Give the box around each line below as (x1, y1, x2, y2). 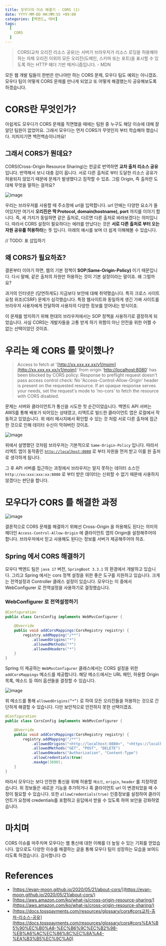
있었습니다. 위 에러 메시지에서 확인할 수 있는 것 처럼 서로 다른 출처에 (18, 416, 149, 422)
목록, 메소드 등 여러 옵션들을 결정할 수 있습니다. (5, 678, 96, 684)
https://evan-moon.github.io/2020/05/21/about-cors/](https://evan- (14, 886, 152, 892)
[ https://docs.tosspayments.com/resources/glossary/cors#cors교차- (12, 908, 152, 914)
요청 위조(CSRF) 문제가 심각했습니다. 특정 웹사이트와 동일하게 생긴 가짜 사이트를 (5, 296, 160, 302)
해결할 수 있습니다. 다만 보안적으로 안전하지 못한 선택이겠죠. (18, 704, 133, 710)
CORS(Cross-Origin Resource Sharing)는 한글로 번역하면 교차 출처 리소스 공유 (5, 163, 159, 169)
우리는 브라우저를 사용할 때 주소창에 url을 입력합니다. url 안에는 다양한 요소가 (5, 202, 153, 208)
